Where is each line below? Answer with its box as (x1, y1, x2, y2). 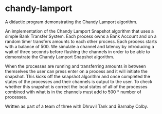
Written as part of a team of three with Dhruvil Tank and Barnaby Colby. (5, 103, 148, 109)
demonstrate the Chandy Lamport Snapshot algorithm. (5, 54, 114, 59)
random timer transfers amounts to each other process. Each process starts (5, 38, 157, 44)
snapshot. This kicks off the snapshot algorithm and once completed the (5, 73, 151, 79)
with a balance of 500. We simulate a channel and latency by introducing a (5, 43, 154, 49)
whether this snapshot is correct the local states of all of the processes (5, 84, 147, 89)
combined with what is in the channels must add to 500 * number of (5, 89, 142, 95)
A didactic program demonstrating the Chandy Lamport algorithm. (5, 19, 138, 25)
